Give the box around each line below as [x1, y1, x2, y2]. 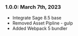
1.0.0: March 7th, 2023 [5, 3, 61, 10]
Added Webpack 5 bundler [12, 25, 68, 31]
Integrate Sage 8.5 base [12, 15, 62, 21]
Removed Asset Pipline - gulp [12, 20, 73, 26]
